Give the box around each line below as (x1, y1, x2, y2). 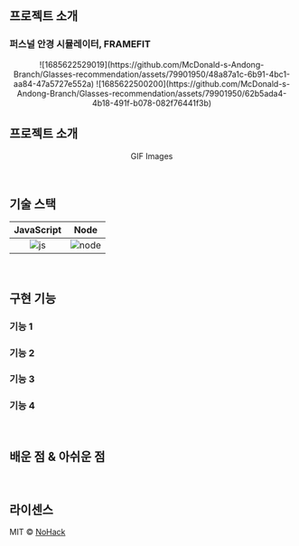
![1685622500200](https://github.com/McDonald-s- (96, 78, 291, 89)
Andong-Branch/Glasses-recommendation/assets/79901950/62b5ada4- (16, 88, 287, 99)
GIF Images (130, 150, 173, 161)
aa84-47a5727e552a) (13, 78, 95, 89)
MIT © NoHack (9, 527, 66, 538)
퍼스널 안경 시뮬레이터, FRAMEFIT (9, 38, 151, 51)
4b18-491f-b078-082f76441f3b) (91, 98, 212, 108)
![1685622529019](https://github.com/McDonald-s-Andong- (39, 59, 265, 70)
